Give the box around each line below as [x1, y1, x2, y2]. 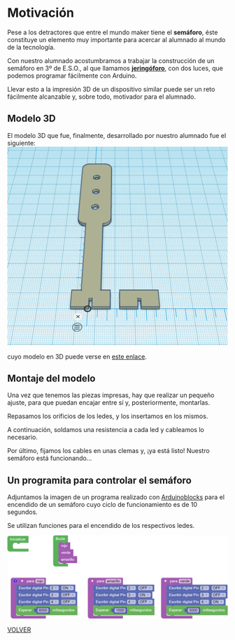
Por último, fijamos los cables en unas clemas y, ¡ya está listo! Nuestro [7, 447, 210, 455]
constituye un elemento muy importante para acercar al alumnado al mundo [7, 35, 226, 43]
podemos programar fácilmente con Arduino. [7, 71, 137, 80]
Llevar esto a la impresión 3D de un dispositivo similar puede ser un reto [7, 85, 215, 93]
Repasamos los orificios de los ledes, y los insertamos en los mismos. [7, 412, 208, 421]
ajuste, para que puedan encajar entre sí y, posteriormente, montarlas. [7, 398, 211, 407]
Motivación [7, 5, 75, 21]
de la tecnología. [7, 43, 55, 51]
